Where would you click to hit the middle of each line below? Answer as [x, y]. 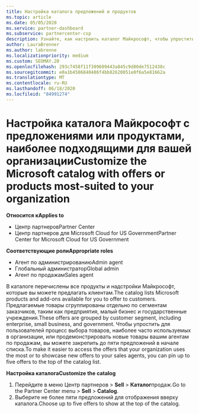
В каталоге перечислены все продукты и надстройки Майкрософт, [91, 286]
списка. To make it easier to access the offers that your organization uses [96, 349]
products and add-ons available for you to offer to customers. [81, 299]
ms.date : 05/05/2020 [32, 22]
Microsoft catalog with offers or [86, 174]
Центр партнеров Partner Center [55, 227]
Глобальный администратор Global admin [67, 268]
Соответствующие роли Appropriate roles [60, 251]
